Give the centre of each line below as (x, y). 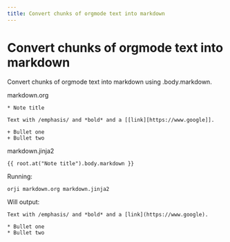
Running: (20, 176)
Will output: (23, 202)
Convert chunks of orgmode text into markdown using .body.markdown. (109, 82)
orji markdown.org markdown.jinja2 (58, 189)
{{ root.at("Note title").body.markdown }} (71, 163)
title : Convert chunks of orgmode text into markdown (86, 13)
